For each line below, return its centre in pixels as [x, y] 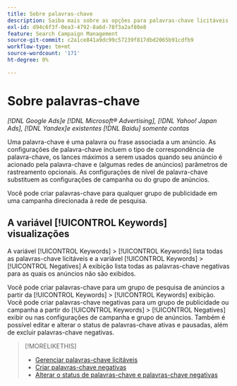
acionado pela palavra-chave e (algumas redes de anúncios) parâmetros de [117, 164]
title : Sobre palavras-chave [50, 14]
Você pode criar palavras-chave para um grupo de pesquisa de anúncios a [116, 287]
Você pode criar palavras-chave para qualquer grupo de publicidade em [112, 193]
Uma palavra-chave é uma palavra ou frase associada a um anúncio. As [112, 141]
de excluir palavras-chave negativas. [61, 332]
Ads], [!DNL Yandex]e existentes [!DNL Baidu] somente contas [98, 128]
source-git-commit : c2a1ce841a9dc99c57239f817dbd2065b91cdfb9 [101, 40]
